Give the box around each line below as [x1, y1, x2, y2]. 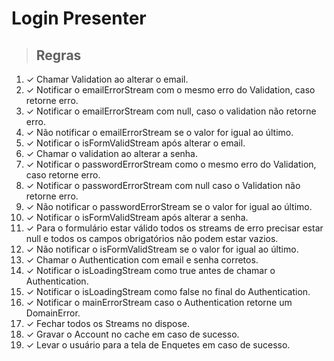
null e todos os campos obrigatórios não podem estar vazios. [25, 233, 279, 244]
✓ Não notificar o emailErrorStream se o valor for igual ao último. [25, 127, 294, 138]
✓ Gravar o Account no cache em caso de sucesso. [25, 328, 240, 340]
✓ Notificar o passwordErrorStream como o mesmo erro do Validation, [25, 158, 317, 170]
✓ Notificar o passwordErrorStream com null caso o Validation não [25, 180, 301, 191]
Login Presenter [11, 7, 147, 30]
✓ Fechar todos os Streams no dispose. [25, 318, 191, 329]
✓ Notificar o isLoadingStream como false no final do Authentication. [25, 286, 311, 297]
